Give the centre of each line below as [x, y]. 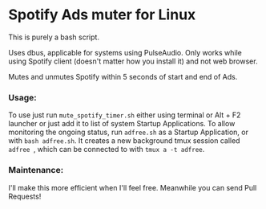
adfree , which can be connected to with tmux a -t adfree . [107, 150]
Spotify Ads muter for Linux [102, 15]
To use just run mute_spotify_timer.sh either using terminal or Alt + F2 [125, 115]
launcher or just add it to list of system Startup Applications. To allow [122, 124]
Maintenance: [36, 170]
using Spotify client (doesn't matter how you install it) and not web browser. [133, 61]
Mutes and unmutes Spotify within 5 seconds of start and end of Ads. [123, 76]
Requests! [25, 196]
